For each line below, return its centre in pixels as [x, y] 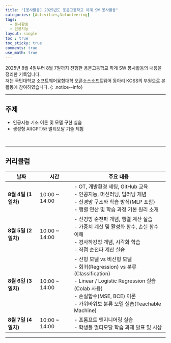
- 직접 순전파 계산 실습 [100, 250]
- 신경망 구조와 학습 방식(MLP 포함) [115, 202]
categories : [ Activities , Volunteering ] [48, 15]
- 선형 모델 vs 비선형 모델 [103, 259]
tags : [11, 19]
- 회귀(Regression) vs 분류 [105, 267]
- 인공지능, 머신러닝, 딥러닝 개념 [110, 194]
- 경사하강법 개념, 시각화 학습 [107, 242]
